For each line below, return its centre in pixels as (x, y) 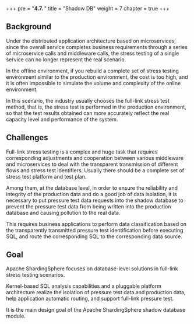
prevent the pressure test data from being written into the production (89, 206)
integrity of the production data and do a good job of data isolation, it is (91, 194)
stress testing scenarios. (36, 275)
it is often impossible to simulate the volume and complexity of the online (94, 83)
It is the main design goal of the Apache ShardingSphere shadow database (96, 310)
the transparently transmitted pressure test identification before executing (95, 230)
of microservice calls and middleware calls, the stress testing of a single (93, 53)
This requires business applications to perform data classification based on (96, 224)
